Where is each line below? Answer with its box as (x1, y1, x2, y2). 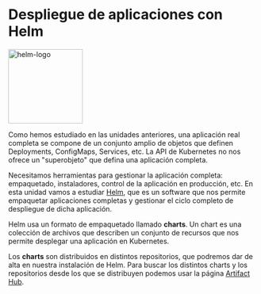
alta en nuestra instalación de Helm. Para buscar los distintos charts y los (8, 260, 248, 269)
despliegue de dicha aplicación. (8, 204, 113, 213)
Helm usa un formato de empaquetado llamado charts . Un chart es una (8, 220, 242, 229)
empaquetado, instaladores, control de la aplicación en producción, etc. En (8, 178, 254, 188)
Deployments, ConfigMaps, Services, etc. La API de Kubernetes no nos (8, 147, 241, 156)
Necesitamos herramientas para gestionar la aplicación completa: (8, 170, 224, 180)
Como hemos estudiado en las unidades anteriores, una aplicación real (8, 129, 240, 139)
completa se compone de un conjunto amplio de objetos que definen (8, 138, 234, 147)
